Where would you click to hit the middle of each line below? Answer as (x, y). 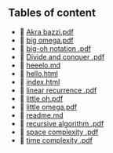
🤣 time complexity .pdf (56, 140)
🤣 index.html (40, 82)
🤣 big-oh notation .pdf (55, 48)
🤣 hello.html (39, 73)
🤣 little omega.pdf (48, 107)
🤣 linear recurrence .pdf (58, 90)
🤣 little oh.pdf (41, 98)
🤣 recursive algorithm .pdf (62, 123)
